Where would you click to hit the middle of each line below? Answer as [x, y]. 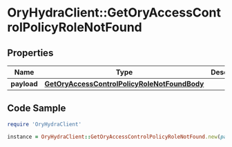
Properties [30, 53]
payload [24, 84]
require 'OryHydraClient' [44, 124]
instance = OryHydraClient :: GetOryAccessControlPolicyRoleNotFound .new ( [114, 137]
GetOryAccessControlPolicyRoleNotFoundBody [124, 84]
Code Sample [37, 108]
